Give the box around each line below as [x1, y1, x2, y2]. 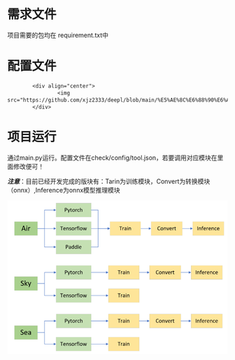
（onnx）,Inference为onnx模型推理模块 [7, 186, 120, 194]
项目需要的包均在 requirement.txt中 [7, 31, 108, 39]
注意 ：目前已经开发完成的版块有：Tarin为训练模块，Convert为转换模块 [7, 176, 211, 186]
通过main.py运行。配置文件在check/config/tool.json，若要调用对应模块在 [7, 153, 218, 162]
